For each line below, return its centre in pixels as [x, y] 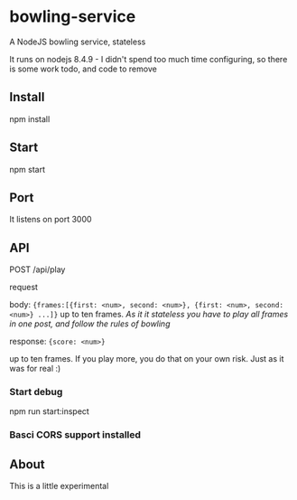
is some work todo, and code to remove [84, 69]
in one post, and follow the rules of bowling [90, 324]
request [24, 288]
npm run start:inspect [50, 411]
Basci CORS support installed [75, 435]
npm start [28, 169]
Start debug [36, 392]
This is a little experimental [59, 486]
